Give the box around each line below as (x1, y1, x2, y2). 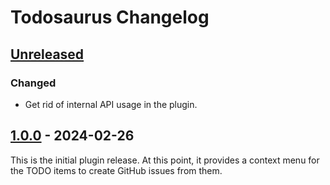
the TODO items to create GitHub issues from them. (10, 164, 223, 176)
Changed (10, 76, 57, 90)
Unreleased (10, 46, 85, 63)
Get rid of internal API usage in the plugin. (24, 98, 198, 110)
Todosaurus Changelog (10, 6, 210, 29)
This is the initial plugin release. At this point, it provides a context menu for (10, 154, 320, 166)
